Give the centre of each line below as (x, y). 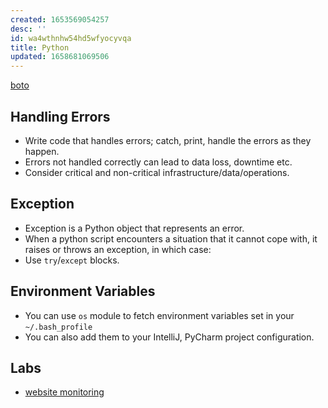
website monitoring (64, 392)
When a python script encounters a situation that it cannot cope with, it (171, 238)
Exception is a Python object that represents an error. (134, 228)
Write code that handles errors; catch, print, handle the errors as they (168, 140)
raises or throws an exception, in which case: (118, 249)
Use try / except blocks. (72, 260)
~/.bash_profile (58, 327)
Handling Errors (60, 116)
